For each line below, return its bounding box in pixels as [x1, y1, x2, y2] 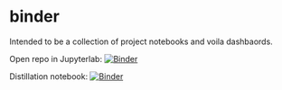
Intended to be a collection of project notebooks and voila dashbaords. [9, 36, 273, 47]
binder [9, 6, 61, 27]
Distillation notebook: [9, 70, 89, 82]
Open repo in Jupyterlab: [9, 53, 102, 64]
